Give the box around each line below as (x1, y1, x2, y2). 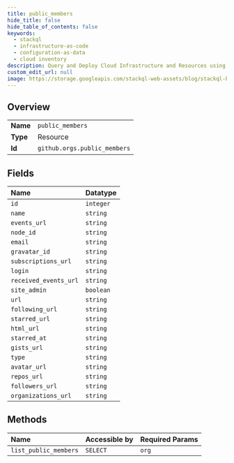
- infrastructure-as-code (13, 43, 89, 50)
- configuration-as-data (13, 50, 86, 57)
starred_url (10, 315, 51, 323)
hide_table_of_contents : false (7, 23, 98, 30)
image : (7, 75, 26, 82)
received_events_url (10, 277, 79, 284)
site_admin (10, 286, 47, 294)
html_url (10, 325, 40, 332)
